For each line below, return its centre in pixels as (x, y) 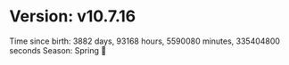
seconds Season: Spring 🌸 (58, 50)
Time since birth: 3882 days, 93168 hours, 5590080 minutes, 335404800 (145, 41)
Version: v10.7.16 (73, 16)
